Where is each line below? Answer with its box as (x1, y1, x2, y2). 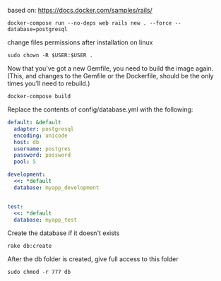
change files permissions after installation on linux (7, 38, 153, 47)
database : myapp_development (13, 184, 100, 191)
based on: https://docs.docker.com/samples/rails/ (7, 6, 153, 14)
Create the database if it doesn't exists (7, 229, 120, 237)
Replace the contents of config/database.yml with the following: (7, 105, 193, 114)
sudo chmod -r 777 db (7, 268, 71, 276)
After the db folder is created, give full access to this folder (7, 255, 179, 263)
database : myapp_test (13, 216, 78, 223)
